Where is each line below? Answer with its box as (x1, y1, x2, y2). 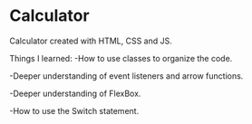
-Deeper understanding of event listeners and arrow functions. (9, 70, 244, 81)
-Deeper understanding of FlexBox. (9, 88, 141, 99)
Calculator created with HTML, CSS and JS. (9, 35, 172, 46)
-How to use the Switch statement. (9, 105, 140, 116)
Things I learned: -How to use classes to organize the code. (9, 52, 233, 63)
